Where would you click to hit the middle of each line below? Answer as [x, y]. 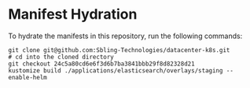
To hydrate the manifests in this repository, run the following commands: [125, 36]
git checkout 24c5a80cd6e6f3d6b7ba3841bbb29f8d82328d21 [101, 64]
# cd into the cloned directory [61, 57]
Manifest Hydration [73, 14]
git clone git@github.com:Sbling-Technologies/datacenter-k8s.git [119, 50]
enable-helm [28, 77]
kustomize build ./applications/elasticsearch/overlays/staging [116, 70]
